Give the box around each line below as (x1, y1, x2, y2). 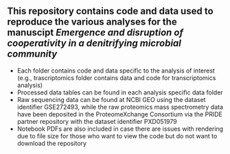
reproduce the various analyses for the (7, 16, 177, 28)
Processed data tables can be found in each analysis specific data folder (16, 88, 223, 97)
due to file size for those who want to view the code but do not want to (16, 131, 218, 140)
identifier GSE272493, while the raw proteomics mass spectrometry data (16, 103, 224, 111)
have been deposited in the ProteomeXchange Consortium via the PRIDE (16, 110, 223, 118)
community (7, 48, 58, 60)
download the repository (16, 139, 87, 147)
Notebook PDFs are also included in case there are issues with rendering (16, 125, 224, 133)
